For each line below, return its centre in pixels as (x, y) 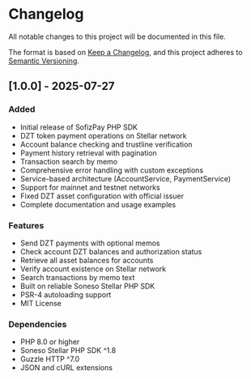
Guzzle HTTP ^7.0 (50, 359)
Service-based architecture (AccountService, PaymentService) (125, 178)
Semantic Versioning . (44, 61)
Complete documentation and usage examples (98, 204)
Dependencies (38, 324)
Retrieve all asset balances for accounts (87, 260)
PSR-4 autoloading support (66, 294)
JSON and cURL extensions (66, 368)
